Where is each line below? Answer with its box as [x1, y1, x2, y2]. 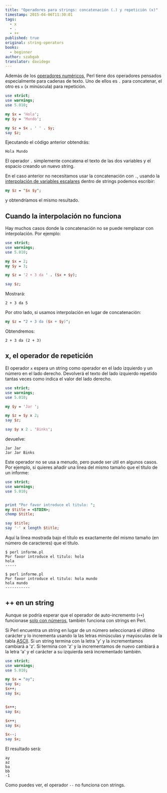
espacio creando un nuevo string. [5, 163, 75, 169]
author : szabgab [5, 54, 39, 59]
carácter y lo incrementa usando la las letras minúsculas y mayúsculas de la [5, 632, 162, 638]
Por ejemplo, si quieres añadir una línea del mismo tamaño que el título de [5, 464, 158, 470]
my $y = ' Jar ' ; [5, 404, 39, 409]
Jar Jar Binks [5, 450, 35, 455]
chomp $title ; [5, 512, 35, 517]
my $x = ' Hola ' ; [5, 111, 39, 116]
